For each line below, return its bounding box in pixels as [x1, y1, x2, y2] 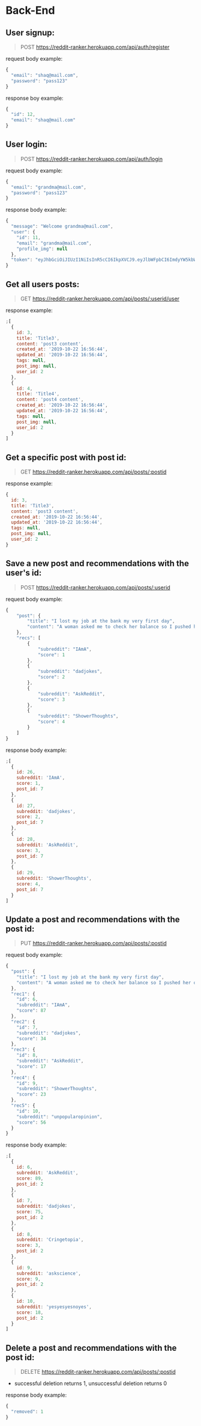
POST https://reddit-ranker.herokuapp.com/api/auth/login [20, 155, 163, 162]
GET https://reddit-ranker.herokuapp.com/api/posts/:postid [20, 468, 167, 475]
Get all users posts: [5, 279, 80, 289]
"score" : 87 [16, 1008, 46, 1014]
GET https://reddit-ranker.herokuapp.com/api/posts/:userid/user [20, 295, 180, 302]
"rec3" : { [11, 1047, 35, 1053]
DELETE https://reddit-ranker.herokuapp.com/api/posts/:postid [20, 1368, 176, 1376]
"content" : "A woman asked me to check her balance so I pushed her [16, 980, 191, 986]
